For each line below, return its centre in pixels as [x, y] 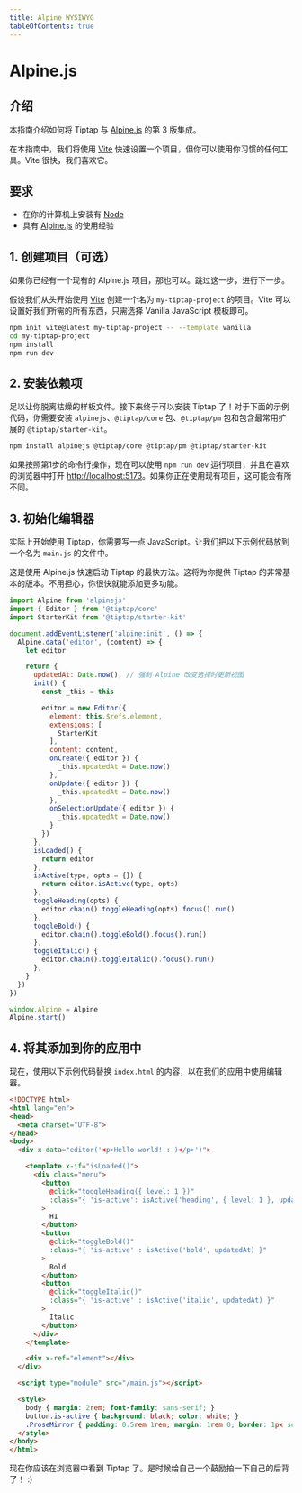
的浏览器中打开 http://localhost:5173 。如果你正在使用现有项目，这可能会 [143, 476]
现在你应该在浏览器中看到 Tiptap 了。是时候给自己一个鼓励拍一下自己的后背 [149, 1468]
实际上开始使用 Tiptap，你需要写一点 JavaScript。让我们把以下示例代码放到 [150, 542]
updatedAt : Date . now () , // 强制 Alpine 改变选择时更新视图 [138, 675]
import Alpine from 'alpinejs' [68, 600]
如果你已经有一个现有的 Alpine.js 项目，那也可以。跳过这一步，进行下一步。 [150, 280]
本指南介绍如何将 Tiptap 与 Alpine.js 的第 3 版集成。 [105, 129]
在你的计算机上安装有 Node [73, 215]
